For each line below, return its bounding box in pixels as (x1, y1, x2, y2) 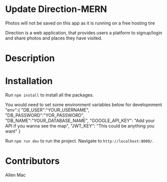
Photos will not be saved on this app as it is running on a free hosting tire (5, 20, 155, 26)
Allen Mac (5, 172, 26, 178)
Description (5, 52, 55, 64)
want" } (5, 128, 21, 134)
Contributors (5, 155, 60, 167)
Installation (5, 75, 53, 87)
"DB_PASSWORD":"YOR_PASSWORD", (5, 112, 85, 118)
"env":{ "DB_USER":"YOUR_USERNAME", (5, 107, 89, 113)
